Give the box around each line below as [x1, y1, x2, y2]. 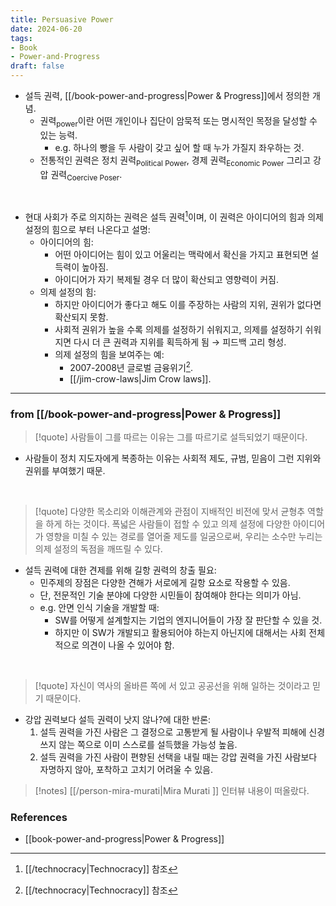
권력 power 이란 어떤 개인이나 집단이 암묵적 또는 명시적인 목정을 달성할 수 [39, 115, 318, 129]
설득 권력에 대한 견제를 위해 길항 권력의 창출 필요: [24, 564, 217, 576]
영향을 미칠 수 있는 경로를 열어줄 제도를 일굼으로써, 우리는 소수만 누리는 [45, 531, 323, 542]
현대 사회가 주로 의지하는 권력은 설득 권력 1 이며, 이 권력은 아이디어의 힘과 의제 [24, 209, 324, 223]
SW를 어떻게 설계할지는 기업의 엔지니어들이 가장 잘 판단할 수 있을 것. [54, 614, 323, 626]
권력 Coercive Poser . [50, 168, 123, 183]
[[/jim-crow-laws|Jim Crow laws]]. [69, 372, 212, 385]
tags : [10, 33, 33, 43]
